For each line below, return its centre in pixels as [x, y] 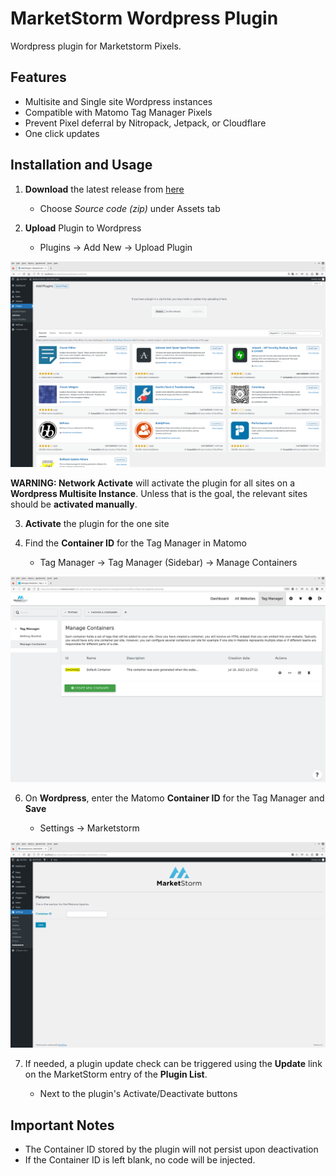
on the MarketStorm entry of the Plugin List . [116, 1074]
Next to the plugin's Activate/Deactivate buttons [138, 1094]
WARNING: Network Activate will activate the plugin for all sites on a [153, 483]
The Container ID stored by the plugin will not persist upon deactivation [171, 1149]
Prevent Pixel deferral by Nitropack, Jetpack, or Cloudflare [145, 123]
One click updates [62, 133]
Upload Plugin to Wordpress [83, 228]
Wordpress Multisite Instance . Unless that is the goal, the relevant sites [159, 493]
